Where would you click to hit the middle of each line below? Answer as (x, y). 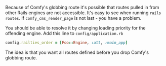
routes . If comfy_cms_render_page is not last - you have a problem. (73, 18)
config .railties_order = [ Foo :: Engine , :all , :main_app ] (67, 43)
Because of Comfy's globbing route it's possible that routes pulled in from (82, 7)
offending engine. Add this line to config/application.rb (64, 33)
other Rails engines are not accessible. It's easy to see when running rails (83, 13)
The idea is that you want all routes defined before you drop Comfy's (77, 52)
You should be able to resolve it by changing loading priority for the (75, 28)
